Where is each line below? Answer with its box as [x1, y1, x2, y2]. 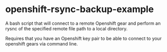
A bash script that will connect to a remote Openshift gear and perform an [5, 20, 161, 26]
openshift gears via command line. [5, 40, 78, 46]
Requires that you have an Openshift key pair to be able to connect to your [5, 35, 162, 41]
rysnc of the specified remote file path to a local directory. [5, 25, 128, 31]
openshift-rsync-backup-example [5, 4, 154, 15]
